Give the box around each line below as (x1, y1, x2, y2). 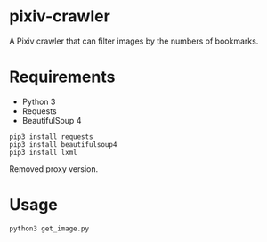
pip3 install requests (9, 132, 93, 141)
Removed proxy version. (9, 163, 99, 174)
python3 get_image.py (9, 224, 90, 233)
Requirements (9, 67, 116, 87)
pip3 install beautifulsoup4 (9, 140, 117, 149)
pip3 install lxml (9, 148, 77, 157)
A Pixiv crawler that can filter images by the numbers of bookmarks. (9, 36, 259, 46)
